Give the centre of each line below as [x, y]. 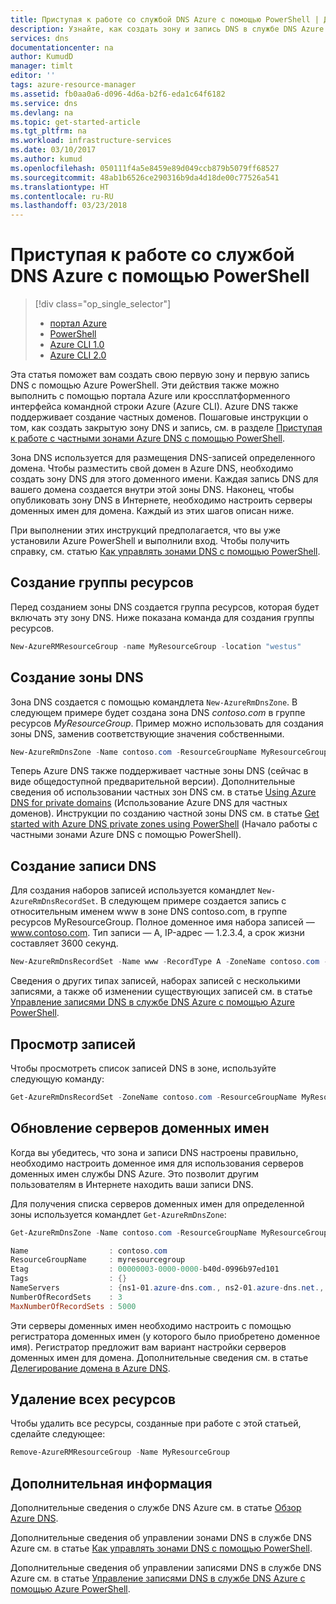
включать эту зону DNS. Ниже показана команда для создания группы [162, 617]
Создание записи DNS [83, 866]
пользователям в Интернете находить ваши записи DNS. [132, 1184]
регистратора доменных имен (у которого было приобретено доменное [165, 1336]
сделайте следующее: [58, 1434]
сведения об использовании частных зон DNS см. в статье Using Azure [163, 792]
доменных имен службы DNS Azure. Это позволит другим [135, 1173]
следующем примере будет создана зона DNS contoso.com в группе [158, 712]
